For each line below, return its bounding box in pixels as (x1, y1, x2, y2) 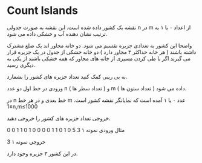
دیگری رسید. (7, 61, 36, 68)
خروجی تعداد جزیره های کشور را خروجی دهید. (7, 115, 111, 122)
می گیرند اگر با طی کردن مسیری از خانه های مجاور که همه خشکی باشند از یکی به (7, 55, 191, 62)
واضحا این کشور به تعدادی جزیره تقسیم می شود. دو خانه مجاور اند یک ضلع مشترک (7, 42, 192, 49)
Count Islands (7, 4, 78, 18)
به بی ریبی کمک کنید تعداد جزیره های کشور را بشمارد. (7, 73, 128, 80)
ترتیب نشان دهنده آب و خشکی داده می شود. (7, 30, 108, 37)
